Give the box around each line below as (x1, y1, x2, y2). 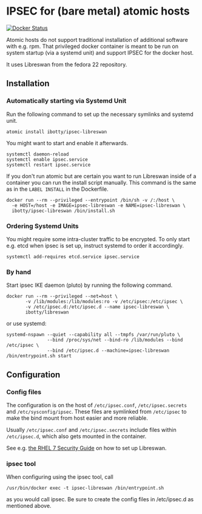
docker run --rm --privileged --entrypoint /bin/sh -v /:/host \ (6, 197, 175, 203)
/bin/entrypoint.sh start (6, 353, 72, 359)
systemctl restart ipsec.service (6, 162, 91, 168)
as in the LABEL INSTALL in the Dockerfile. (6, 185, 109, 193)
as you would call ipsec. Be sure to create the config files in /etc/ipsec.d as (6, 496, 194, 503)
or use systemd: (6, 320, 47, 327)
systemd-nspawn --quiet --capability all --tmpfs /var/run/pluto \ (6, 332, 181, 338)
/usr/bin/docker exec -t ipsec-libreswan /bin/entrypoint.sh (6, 485, 164, 492)
